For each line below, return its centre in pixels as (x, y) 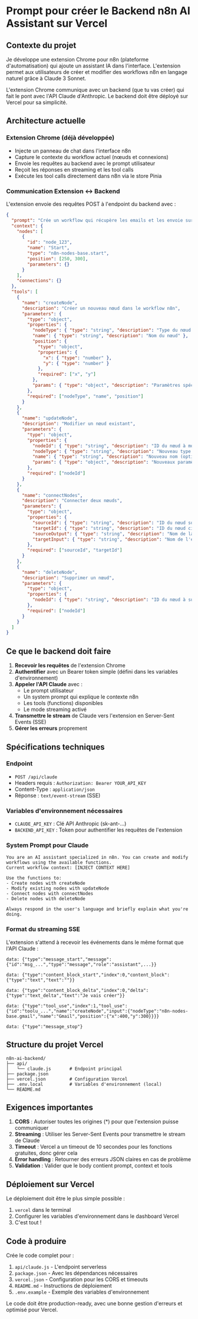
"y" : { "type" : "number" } (76, 363)
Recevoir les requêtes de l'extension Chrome (70, 665)
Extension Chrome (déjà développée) (60, 138)
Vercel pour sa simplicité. (37, 102)
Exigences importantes (49, 1107)
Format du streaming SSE (43, 929)
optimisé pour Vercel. (32, 1310)
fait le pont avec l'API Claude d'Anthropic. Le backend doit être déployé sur (97, 96)
